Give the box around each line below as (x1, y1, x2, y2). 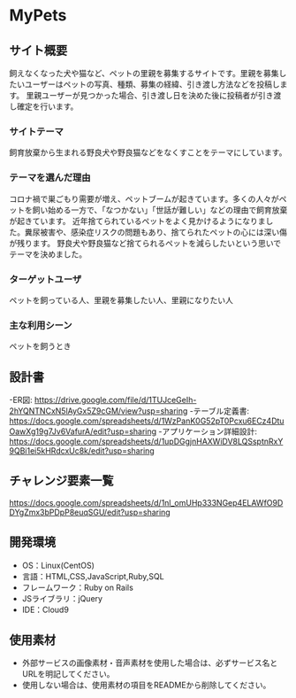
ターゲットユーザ (9, 273, 82, 285)
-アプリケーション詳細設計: (158, 426, 258, 437)
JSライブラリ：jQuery (21, 593, 103, 603)
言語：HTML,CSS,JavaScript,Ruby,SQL (21, 570, 165, 581)
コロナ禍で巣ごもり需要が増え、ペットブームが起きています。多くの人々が (9, 193, 280, 204)
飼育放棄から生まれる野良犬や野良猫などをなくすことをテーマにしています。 (9, 147, 287, 158)
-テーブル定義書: (189, 406, 250, 416)
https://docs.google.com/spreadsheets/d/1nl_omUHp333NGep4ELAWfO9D (9, 497, 284, 508)
